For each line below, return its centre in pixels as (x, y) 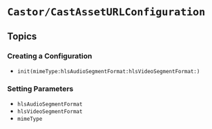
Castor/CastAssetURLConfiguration (106, 12)
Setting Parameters (40, 88)
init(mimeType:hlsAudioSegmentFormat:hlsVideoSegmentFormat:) (108, 71)
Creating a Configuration (50, 56)
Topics (22, 36)
